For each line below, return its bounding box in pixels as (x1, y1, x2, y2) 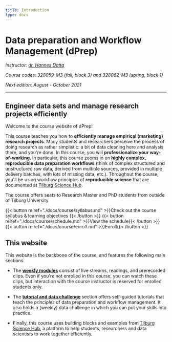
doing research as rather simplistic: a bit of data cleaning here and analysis (5, 144, 164, 150)
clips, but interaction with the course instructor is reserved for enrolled (12, 279, 162, 285)
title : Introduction (5, 7, 50, 13)
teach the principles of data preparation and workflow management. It (12, 299, 161, 305)
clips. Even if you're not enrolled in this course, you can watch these (12, 273, 157, 279)
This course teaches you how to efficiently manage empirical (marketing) (5, 133, 163, 139)
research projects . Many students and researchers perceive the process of (5, 139, 165, 145)
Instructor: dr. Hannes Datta (5, 62, 64, 68)
